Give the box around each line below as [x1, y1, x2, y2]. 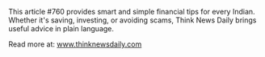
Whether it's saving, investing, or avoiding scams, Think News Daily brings [8, 15, 257, 25]
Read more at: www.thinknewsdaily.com [8, 39, 142, 49]
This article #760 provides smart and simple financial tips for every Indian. [8, 7, 256, 16]
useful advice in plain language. [8, 24, 115, 33]
